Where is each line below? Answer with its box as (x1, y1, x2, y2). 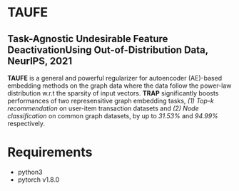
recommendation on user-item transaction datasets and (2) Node (7, 104, 199, 113)
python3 (17, 167, 43, 176)
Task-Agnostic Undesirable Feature (7, 33, 168, 45)
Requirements (7, 144, 93, 160)
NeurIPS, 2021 (7, 55, 73, 67)
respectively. (7, 119, 45, 128)
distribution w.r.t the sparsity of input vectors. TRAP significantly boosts (7, 89, 219, 97)
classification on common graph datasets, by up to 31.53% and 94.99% (7, 112, 219, 120)
